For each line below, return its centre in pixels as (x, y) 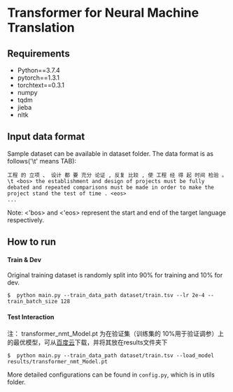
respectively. (26, 220)
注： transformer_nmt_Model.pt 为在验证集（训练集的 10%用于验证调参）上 (115, 333)
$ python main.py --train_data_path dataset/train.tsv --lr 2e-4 (106, 296)
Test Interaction (31, 317)
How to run (32, 242)
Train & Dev (24, 259)
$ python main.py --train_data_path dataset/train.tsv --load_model (111, 355)
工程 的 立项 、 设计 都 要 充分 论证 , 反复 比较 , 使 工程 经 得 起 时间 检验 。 (117, 175)
